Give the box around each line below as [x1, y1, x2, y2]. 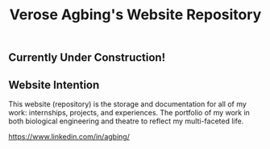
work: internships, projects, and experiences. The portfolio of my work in [8, 108, 250, 117]
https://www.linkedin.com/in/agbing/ [8, 132, 131, 141]
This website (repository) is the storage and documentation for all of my [8, 99, 247, 109]
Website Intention [8, 78, 100, 91]
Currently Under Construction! [8, 50, 166, 65]
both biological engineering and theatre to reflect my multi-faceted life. [8, 116, 244, 126]
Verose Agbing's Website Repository [9, 6, 262, 24]
